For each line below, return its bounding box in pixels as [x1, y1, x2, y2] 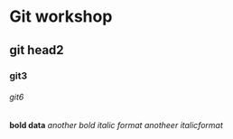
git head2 [9, 42, 65, 58]
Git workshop [9, 6, 113, 27]
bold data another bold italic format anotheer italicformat [9, 119, 224, 130]
